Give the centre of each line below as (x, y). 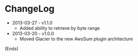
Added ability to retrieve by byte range (60, 28)
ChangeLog (30, 9)
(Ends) (12, 48)
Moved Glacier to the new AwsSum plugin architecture (76, 39)
